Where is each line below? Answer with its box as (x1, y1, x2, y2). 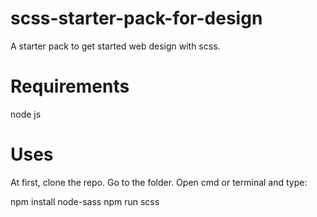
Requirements (10, 75, 130, 98)
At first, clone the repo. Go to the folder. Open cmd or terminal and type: (10, 176, 308, 188)
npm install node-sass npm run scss (10, 195, 160, 207)
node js (10, 108, 42, 120)
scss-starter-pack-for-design (10, 7, 263, 30)
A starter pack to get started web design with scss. (10, 40, 221, 52)
